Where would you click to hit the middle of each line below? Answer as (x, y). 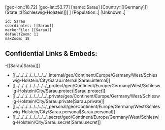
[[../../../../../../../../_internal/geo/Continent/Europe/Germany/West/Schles (85, 75)
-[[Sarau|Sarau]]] (23, 65)
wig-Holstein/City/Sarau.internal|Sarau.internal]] (61, 80)
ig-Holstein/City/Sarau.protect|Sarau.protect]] (59, 91)
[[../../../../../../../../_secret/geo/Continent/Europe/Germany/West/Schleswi (86, 117)
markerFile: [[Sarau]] (28, 30)
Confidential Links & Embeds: (51, 54)
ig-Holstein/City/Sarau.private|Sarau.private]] (58, 101)
